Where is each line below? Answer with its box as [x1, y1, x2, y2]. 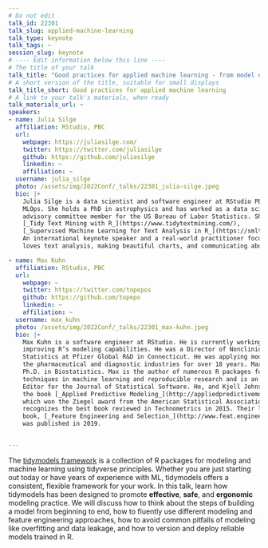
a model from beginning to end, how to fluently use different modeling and [8, 506, 253, 516]
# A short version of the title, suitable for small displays [8, 78, 219, 86]
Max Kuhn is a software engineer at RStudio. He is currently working [22, 338, 262, 346]
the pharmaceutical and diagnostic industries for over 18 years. [22, 360, 248, 368]
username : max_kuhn [15, 316, 81, 324]
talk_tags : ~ [8, 42, 52, 50]
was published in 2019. [22, 420, 102, 428]
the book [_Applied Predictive [22, 390, 127, 398]
